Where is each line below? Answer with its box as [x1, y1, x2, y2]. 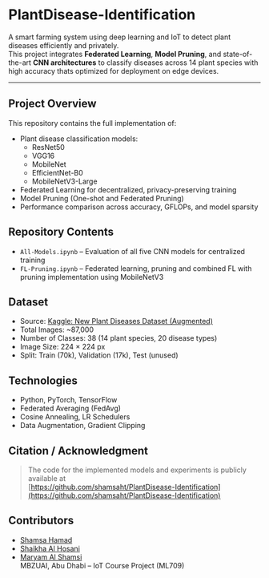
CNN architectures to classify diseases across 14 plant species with [33, 58, 259, 67]
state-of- [223, 49, 253, 59]
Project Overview [8, 97, 97, 111]
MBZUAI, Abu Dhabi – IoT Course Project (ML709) [19, 560, 185, 570]
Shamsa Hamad [19, 535, 73, 544]
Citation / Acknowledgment [8, 443, 149, 458]
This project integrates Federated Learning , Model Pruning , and [8, 49, 222, 59]
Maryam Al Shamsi [19, 552, 82, 562]
